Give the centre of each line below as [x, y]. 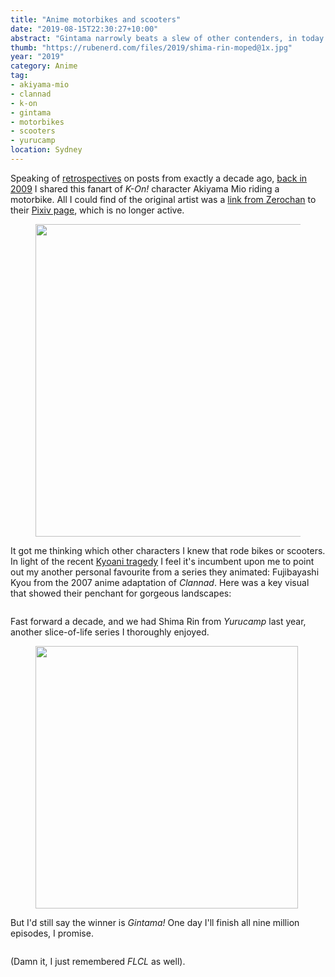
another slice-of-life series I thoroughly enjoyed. [110, 632]
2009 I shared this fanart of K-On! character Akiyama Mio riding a [145, 188]
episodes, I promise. [52, 933]
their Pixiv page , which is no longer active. [97, 210]
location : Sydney [46, 150]
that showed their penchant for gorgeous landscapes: [121, 593]
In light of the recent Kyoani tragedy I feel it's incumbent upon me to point [162, 561]
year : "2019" [37, 57]
